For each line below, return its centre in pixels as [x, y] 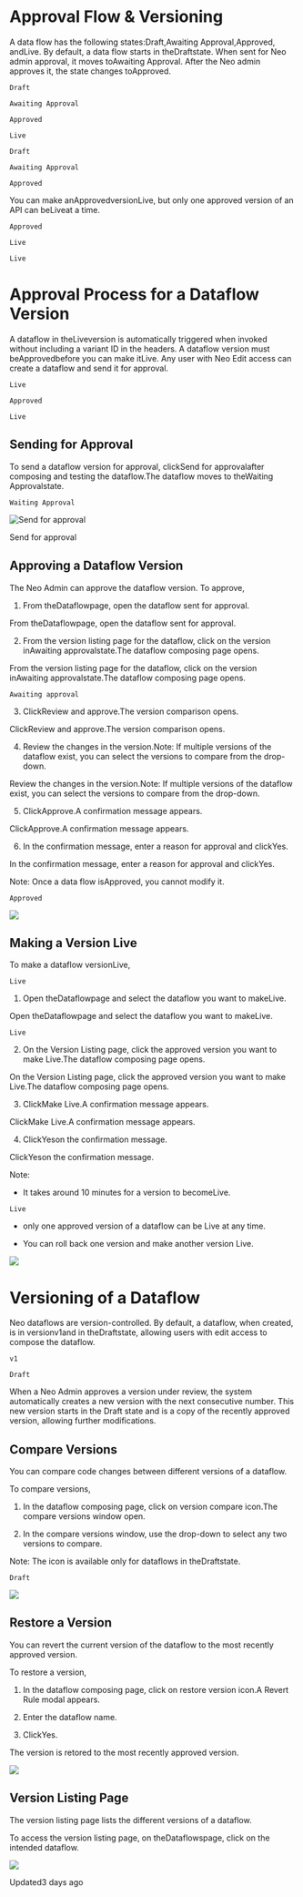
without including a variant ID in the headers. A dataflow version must [140, 349]
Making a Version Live [74, 943]
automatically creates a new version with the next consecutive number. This [151, 1402]
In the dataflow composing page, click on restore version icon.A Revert [156, 1689]
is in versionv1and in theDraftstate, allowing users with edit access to [138, 1332]
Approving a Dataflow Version [96, 566]
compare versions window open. [84, 1516]
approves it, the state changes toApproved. [90, 71]
